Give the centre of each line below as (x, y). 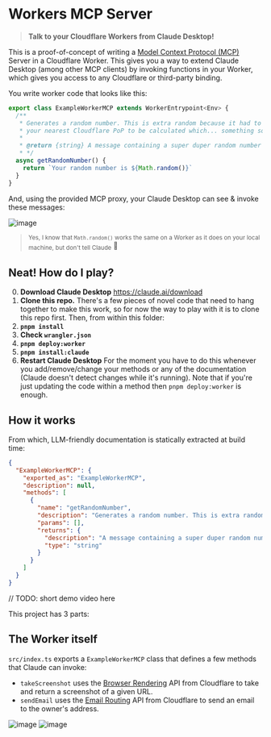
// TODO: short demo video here (62, 598)
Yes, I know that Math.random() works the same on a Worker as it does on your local (144, 237)
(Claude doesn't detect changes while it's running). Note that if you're (136, 378)
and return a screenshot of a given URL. (86, 691)
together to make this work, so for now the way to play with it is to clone (140, 309)
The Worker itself (53, 639)
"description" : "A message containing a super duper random (147, 538)
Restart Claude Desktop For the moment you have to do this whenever (138, 360)
